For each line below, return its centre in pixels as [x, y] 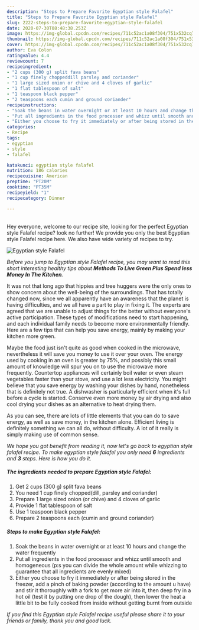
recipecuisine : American [37, 176]
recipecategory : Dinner [36, 198]
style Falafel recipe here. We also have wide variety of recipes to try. [90, 239]
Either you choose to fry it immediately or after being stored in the [95, 578]
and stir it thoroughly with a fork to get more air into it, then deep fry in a [103, 590]
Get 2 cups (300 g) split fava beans [58, 487]
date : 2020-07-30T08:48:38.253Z [46, 28]
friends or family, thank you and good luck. [59, 621]
